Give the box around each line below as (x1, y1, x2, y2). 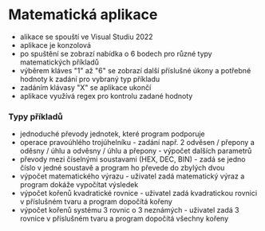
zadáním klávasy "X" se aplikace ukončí (19, 82, 152, 92)
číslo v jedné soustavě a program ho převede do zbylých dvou (19, 163, 225, 173)
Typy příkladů (8, 111, 63, 122)
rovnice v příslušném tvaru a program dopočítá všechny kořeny (19, 213, 229, 224)
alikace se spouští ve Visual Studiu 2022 (19, 32, 153, 41)
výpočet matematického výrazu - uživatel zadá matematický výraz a (19, 171, 245, 181)
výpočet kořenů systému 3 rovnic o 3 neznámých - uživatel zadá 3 (19, 206, 239, 215)
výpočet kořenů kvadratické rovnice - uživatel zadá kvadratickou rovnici (19, 189, 258, 198)
